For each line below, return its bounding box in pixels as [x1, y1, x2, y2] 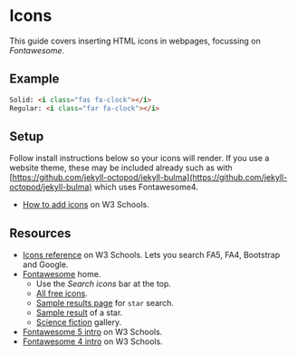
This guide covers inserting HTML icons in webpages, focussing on [9, 35, 261, 46]
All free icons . [35, 288, 88, 299]
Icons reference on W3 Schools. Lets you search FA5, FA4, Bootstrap [22, 250, 281, 261]
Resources [9, 225, 72, 241]
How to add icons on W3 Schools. [22, 199, 149, 210]
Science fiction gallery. [35, 317, 122, 328]
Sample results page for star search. [35, 298, 175, 309]
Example [9, 72, 60, 87]
